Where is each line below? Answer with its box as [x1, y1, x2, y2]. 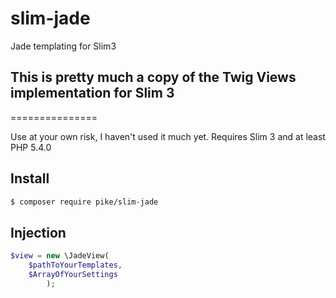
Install [10, 170, 50, 187]
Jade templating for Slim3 [10, 40, 117, 52]
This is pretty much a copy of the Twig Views [10, 69, 297, 86]
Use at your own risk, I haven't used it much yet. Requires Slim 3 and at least [10, 130, 326, 142]
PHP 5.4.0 [10, 141, 52, 153]
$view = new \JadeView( [10, 251, 110, 261]
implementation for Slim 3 [10, 85, 175, 102]
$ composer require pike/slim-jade [10, 197, 159, 207]
